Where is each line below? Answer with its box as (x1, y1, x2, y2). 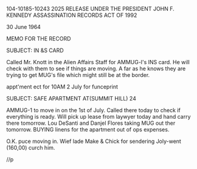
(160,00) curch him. (6, 144, 55, 151)
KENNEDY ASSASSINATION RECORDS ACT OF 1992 (6, 12, 137, 19)
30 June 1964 (6, 24, 41, 30)
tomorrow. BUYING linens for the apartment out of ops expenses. (6, 126, 170, 133)
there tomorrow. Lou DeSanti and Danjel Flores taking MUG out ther (6, 119, 176, 127)
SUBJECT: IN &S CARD (6, 47, 64, 54)
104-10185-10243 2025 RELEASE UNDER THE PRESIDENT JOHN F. (6, 5, 175, 12)
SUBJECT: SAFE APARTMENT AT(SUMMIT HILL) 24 (6, 95, 137, 102)
